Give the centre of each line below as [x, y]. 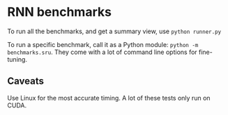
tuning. [17, 59]
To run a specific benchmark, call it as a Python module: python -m [103, 44]
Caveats [25, 81]
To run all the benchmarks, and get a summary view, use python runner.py [114, 31]
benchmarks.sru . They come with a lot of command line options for [102, 52]
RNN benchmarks [59, 12]
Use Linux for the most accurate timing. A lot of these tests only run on [109, 98]
